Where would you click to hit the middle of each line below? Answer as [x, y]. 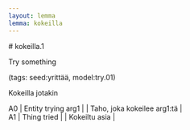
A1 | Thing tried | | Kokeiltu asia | [62, 116]
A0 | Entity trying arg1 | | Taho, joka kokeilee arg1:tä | [95, 108]
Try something [32, 62]
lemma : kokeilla [35, 23]
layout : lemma [32, 16]
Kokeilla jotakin [33, 92]
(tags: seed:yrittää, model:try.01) [62, 77]
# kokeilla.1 [26, 46]
